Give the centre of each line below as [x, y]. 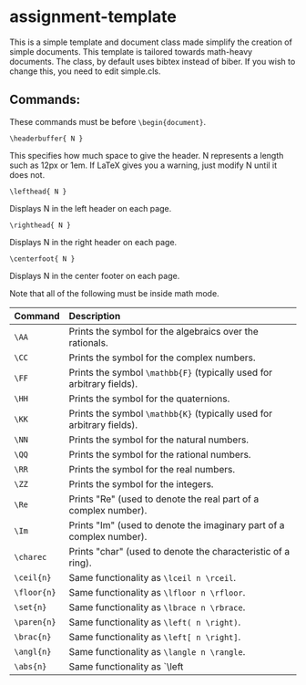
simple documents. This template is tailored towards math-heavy [131, 51]
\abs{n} [31, 666]
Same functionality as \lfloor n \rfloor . [157, 592]
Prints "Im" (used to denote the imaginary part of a [177, 524]
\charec [31, 557]
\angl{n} [33, 651]
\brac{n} [33, 637]
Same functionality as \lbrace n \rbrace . [157, 607]
